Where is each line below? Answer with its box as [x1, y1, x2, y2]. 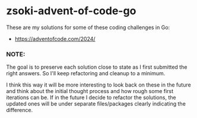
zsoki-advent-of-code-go [6, 4, 136, 18]
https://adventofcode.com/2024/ [14, 35, 96, 42]
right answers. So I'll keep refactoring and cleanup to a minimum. [6, 70, 166, 77]
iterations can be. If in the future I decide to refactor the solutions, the [6, 94, 176, 101]
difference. [6, 107, 33, 114]
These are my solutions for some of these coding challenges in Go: [6, 24, 170, 31]
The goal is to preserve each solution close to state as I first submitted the [6, 63, 188, 71]
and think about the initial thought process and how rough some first [6, 88, 174, 95]
